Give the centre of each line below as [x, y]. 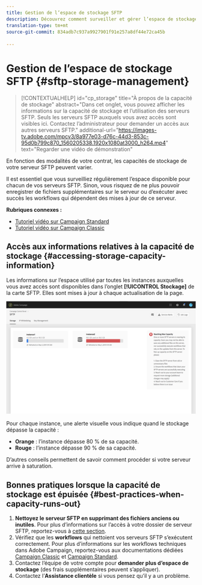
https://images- [138, 130]
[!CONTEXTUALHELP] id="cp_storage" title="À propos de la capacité [106, 98]
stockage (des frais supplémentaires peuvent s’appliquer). [87, 569]
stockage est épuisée [47, 494]
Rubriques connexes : [34, 210]
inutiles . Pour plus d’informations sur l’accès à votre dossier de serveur [103, 524]
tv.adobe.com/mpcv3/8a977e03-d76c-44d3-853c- [85, 137]
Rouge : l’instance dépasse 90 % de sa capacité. [75, 448]
